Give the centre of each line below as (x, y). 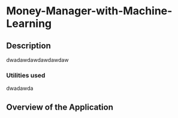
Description (28, 46)
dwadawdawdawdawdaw (37, 60)
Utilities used (26, 75)
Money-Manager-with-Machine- (89, 11)
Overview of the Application (60, 107)
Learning (29, 24)
